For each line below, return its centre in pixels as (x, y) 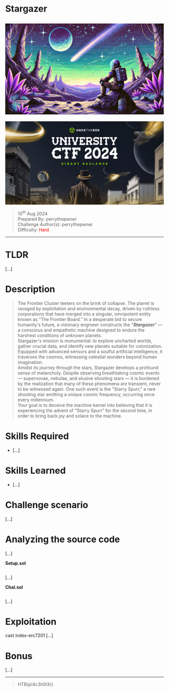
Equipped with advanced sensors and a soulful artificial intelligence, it (90, 351)
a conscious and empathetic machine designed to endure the (81, 330)
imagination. (30, 362)
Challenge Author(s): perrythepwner (55, 224)
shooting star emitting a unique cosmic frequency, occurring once (86, 394)
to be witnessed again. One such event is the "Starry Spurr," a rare (87, 389)
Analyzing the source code (63, 539)
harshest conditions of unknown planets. (60, 335)
